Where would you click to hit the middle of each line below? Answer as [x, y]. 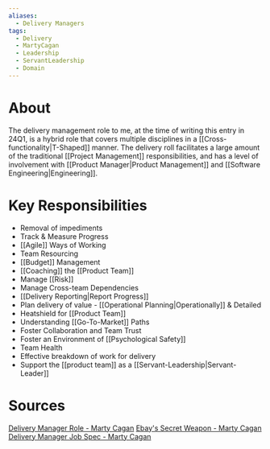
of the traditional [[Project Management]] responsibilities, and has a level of [134, 156]
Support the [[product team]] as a [76, 365]
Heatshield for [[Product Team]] [73, 313]
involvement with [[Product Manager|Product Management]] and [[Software [134, 164]
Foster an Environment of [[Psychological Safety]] [103, 339]
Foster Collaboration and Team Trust [81, 330]
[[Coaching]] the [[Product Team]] [77, 270]
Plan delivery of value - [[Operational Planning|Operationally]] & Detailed [141, 305]
